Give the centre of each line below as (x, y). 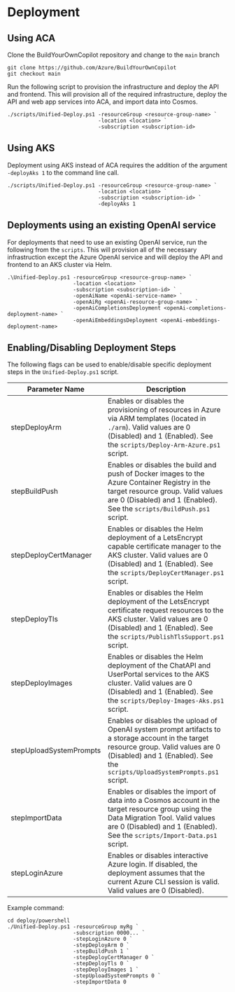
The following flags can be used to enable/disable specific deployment (109, 364)
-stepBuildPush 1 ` (101, 951)
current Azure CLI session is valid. (164, 882)
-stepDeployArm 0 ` (101, 945)
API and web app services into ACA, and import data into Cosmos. (102, 102)
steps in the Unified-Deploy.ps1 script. (63, 372)
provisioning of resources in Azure (164, 410)
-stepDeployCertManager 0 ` (114, 958)
